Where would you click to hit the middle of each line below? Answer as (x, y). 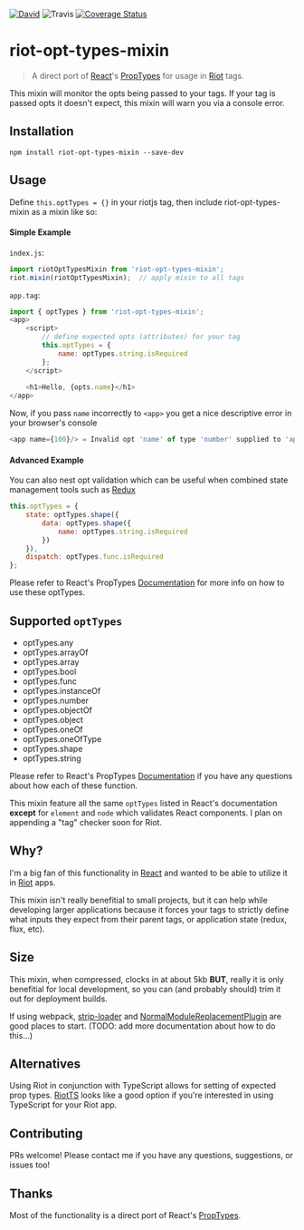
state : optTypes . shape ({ (72, 515)
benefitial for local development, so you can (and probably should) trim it (145, 989)
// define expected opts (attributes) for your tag (142, 337)
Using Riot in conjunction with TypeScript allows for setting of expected (143, 1086)
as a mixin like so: (64, 211)
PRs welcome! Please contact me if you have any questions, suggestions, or (152, 1156)
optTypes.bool (49, 672)
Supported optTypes (66, 621)
